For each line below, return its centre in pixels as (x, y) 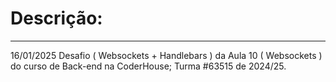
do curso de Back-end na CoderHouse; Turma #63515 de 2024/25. (148, 66)
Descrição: (56, 18)
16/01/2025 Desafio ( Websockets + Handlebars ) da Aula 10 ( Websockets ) (166, 55)
